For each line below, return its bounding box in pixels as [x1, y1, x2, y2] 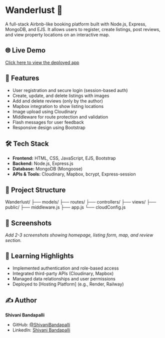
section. [5, 237, 22, 243]
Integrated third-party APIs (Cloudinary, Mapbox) [12, 270, 114, 276]
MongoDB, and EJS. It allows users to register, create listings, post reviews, [5, 26, 161, 32]
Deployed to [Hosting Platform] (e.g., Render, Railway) [12, 281, 124, 287]
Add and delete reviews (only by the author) [12, 97, 103, 104]
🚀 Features [5, 74, 39, 82]
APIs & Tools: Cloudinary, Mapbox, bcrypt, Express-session [12, 171, 136, 177]
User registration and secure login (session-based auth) [12, 87, 128, 93]
